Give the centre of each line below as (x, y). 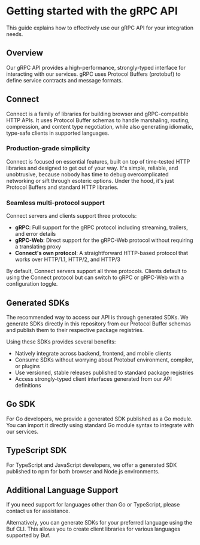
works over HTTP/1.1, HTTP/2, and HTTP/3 (68, 259)
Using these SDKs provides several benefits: (61, 342)
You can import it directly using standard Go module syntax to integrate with (100, 425)
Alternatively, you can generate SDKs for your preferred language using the (99, 523)
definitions (28, 385)
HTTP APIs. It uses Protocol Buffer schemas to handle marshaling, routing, (98, 120)
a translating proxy (38, 247)
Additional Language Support (62, 490)
